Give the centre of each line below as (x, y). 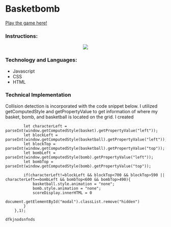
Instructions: (22, 36)
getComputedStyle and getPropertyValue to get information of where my (81, 111)
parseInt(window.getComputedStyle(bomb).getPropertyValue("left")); (79, 157)
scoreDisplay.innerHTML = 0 (62, 193)
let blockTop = (40, 144)
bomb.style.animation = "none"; (67, 188)
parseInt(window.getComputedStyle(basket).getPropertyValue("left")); (82, 131)
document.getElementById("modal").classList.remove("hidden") (73, 202)
